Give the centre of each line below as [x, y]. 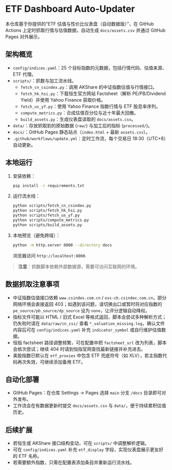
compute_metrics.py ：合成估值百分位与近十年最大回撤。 [79, 112]
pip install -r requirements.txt [49, 185]
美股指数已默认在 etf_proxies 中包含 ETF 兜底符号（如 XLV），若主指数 [88, 355]
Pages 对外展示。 [24, 36]
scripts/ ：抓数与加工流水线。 [45, 81]
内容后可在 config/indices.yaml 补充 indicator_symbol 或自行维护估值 [87, 330]
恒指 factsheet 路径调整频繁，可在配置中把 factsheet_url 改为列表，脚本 [90, 343]
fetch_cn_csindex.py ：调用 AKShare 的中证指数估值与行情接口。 [89, 87]
